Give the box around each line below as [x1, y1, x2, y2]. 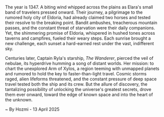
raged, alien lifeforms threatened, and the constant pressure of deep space [5, 76, 157, 82]
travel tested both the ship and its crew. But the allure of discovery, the [5, 81, 148, 87]
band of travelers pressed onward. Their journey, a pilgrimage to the [5, 9, 143, 15]
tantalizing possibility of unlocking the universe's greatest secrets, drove [5, 87, 152, 92]
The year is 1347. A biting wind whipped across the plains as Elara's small [5, 4, 153, 10]
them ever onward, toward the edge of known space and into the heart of [5, 92, 153, 97]
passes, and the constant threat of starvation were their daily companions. [5, 25, 155, 31]
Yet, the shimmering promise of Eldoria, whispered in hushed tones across [5, 30, 155, 36]
